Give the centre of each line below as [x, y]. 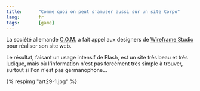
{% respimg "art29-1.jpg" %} [42, 81]
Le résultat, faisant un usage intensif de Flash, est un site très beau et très [97, 58]
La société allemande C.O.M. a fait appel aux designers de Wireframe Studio [100, 40]
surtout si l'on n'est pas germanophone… [57, 70]
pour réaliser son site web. [39, 46]
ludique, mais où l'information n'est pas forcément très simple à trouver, [95, 64]
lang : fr [25, 17]
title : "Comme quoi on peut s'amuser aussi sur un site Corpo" [93, 12]
